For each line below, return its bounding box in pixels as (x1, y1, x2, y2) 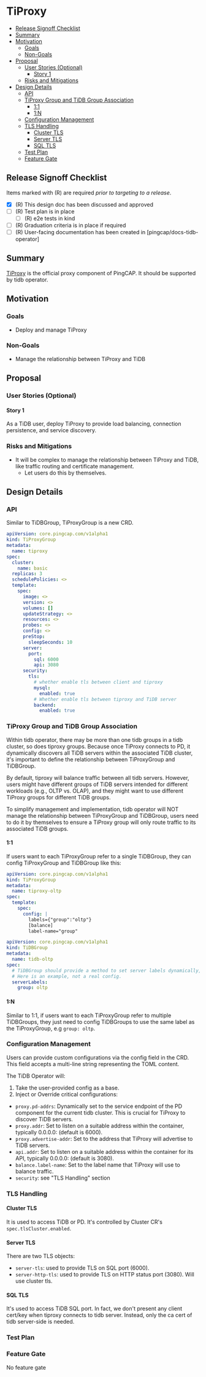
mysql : (33, 685, 51, 691)
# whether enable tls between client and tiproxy (33, 679, 164, 685)
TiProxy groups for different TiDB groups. (6, 793, 111, 801)
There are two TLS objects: (6, 1253, 75, 1260)
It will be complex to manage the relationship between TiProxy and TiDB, (15, 456, 199, 463)
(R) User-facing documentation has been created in (15, 229, 146, 235)
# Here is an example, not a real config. (12, 973, 122, 979)
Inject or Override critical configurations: (15, 1090, 118, 1098)
